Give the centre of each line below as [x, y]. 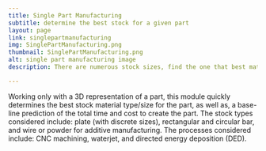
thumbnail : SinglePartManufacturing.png [76, 52]
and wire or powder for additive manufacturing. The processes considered [130, 130]
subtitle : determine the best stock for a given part [99, 23]
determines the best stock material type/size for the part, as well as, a [122, 104]
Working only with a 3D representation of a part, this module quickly [120, 96]
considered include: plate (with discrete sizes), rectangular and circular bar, [131, 121]
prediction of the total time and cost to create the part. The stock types [137, 113]
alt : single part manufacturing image [72, 60]
